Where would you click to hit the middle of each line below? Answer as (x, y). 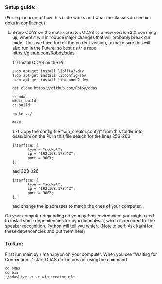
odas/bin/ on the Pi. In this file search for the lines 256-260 (71, 136)
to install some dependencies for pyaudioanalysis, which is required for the (80, 221)
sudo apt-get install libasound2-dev (50, 80)
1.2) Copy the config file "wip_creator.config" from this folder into (77, 131)
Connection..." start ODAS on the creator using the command (66, 259)
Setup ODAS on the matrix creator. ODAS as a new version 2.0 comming (84, 33)
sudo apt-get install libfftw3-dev (48, 71)
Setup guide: (21, 7)
